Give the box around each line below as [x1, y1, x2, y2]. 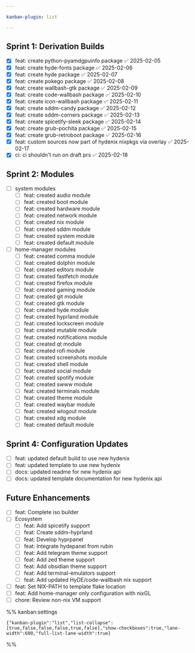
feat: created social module [23, 367, 92, 374]
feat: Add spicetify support [23, 522, 90, 529]
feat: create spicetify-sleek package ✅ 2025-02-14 [14, 118, 141, 125]
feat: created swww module [23, 380, 93, 387]
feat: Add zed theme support [23, 556, 95, 563]
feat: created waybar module [23, 401, 96, 408]
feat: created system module [23, 232, 95, 239]
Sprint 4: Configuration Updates [6, 439, 129, 449]
